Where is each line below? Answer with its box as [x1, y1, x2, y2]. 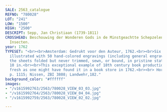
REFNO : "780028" [5, 12, 39, 17]
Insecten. [9, 40, 30, 45]
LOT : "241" [5, 16, 28, 21]
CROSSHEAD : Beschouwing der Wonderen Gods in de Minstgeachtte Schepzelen [5, 35, 164, 40]
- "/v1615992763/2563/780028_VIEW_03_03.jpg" [5, 86, 101, 91]
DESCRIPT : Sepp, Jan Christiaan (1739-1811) [5, 30, 99, 35]
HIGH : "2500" [5, 26, 32, 31]
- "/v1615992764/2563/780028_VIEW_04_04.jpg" [5, 91, 101, 96]
